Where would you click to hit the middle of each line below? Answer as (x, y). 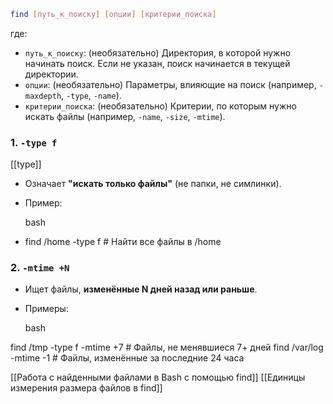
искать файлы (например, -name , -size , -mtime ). (125, 116)
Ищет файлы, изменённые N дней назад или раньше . (141, 289)
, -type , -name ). (91, 95)
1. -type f (34, 142)
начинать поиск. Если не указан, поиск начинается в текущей (157, 63)
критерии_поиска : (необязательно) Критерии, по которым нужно (160, 106)
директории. (51, 74)
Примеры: (46, 309)
